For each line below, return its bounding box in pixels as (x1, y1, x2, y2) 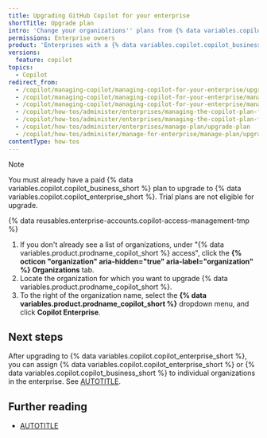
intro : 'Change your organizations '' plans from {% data (8, 26, 201, 34)
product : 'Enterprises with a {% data (8, 41, 137, 49)
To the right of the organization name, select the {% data (19, 290, 207, 299)
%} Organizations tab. (19, 264, 95, 275)
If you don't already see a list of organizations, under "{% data (19, 240, 225, 249)
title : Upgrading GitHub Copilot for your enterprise (8, 11, 191, 20)
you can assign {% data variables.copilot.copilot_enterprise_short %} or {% (8, 360, 256, 370)
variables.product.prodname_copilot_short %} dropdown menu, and (19, 299, 250, 308)
